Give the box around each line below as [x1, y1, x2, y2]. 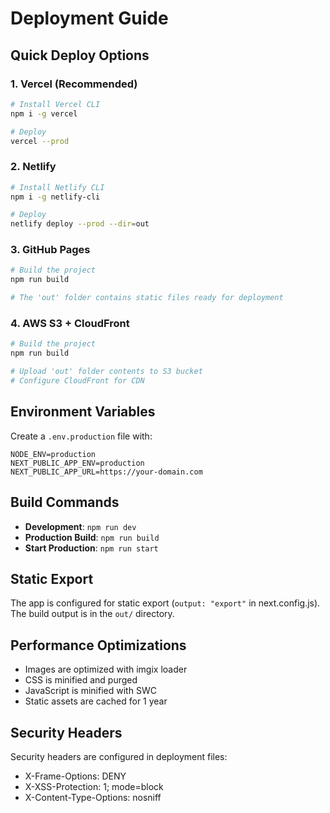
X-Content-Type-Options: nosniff [24, 791, 162, 803]
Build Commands [10, 494, 120, 511]
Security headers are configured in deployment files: [10, 750, 228, 762]
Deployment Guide [10, 7, 169, 30]
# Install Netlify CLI [10, 182, 105, 192]
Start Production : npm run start [24, 542, 159, 554]
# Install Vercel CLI [10, 99, 101, 109]
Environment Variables [10, 403, 156, 421]
